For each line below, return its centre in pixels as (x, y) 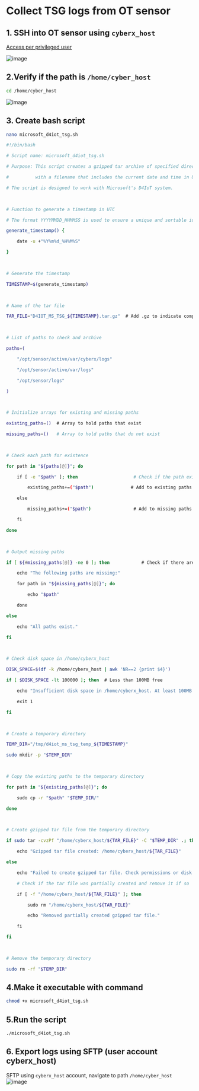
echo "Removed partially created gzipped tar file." (94, 915)
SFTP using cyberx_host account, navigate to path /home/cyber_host (89, 1075)
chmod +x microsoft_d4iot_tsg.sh (47, 1001)
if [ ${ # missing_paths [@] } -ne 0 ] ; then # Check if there (95, 562)
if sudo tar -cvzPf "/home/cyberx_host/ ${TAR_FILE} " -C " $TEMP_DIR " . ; (96, 841)
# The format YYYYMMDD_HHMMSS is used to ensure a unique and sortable (96, 220)
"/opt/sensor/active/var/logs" (55, 370)
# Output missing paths (36, 552)
